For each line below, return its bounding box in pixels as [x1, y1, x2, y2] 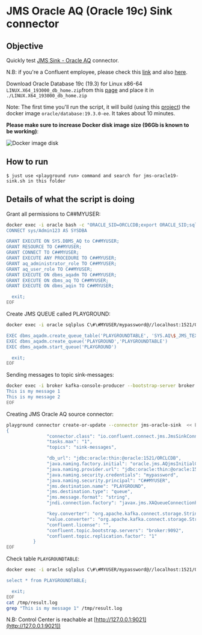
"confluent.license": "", [46, 521, 112, 528]
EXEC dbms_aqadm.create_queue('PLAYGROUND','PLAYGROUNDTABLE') [6, 338, 168, 344]
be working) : [6, 128, 39, 135]
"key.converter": [46, 511, 90, 517]
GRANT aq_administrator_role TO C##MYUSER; [6, 260, 117, 267]
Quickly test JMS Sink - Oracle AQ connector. [6, 57, 119, 64]
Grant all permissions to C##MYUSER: [6, 210, 101, 217]
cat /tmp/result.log [6, 600, 58, 606]
